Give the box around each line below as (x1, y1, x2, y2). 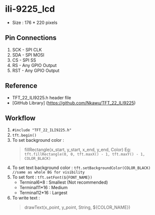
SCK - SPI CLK (12, 46, 42, 52)
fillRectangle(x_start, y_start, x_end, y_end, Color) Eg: (24, 147, 131, 152)
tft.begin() (12, 133, 37, 138)
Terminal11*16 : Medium (19, 185, 68, 191)
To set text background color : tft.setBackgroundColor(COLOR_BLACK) (12, 165, 151, 171)
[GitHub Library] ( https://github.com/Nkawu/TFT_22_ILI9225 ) (12, 100, 136, 106)
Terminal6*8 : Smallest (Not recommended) (19, 179, 109, 185)
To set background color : (12, 137, 65, 143)
